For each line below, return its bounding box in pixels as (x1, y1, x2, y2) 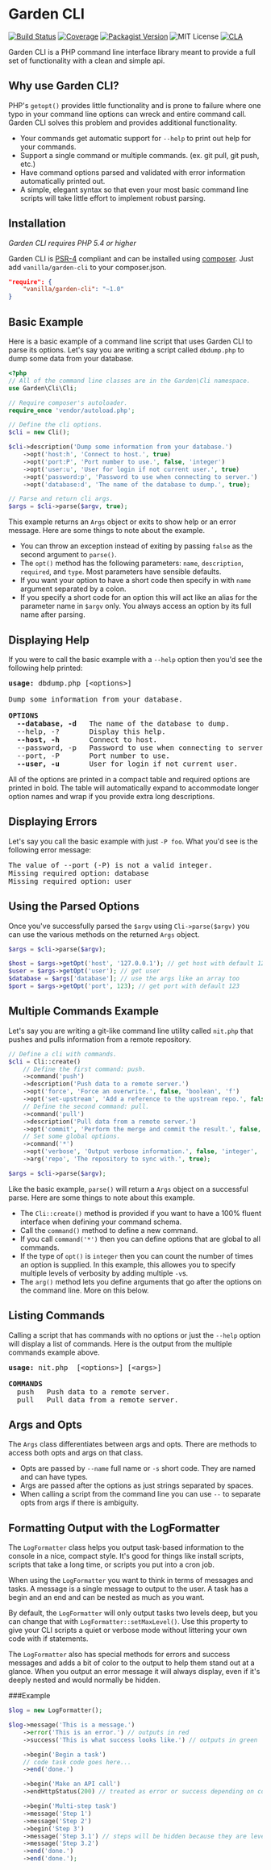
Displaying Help (8, 633, 90, 647)
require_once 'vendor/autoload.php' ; (8, 406, 135, 414)
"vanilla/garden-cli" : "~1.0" (23, 285, 125, 294)
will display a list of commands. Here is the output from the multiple (8, 1339, 232, 1348)
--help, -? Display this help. (16, 727, 166, 736)
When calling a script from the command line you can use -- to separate (19, 1489, 261, 1499)
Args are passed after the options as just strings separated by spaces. (19, 1481, 254, 1490)
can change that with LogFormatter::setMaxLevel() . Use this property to (8, 1617, 248, 1626)
